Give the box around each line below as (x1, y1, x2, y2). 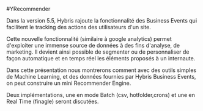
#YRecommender (6, 5, 51, 12)
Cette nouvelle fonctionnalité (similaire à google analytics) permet (6, 35, 172, 42)
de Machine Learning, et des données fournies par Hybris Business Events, (6, 73, 196, 80)
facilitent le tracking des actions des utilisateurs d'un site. (6, 24, 151, 30)
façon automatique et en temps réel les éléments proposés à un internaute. (6, 55, 196, 62)
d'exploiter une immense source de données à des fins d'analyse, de (6, 42, 180, 49)
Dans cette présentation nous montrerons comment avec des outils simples (6, 66, 197, 74)
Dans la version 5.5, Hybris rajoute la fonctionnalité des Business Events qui (6, 17, 197, 24)
